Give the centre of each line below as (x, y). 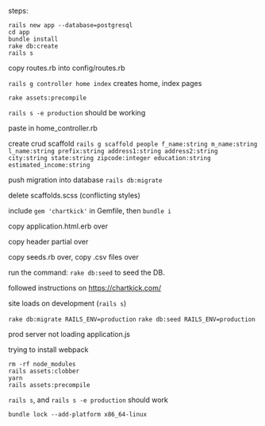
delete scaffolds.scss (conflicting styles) (75, 195)
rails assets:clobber (44, 371)
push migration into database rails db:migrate (85, 180)
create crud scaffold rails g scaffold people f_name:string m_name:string (133, 143)
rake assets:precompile (48, 98)
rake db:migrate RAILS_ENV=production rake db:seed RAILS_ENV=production (132, 319)
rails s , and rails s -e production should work (88, 400)
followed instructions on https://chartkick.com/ (84, 288)
